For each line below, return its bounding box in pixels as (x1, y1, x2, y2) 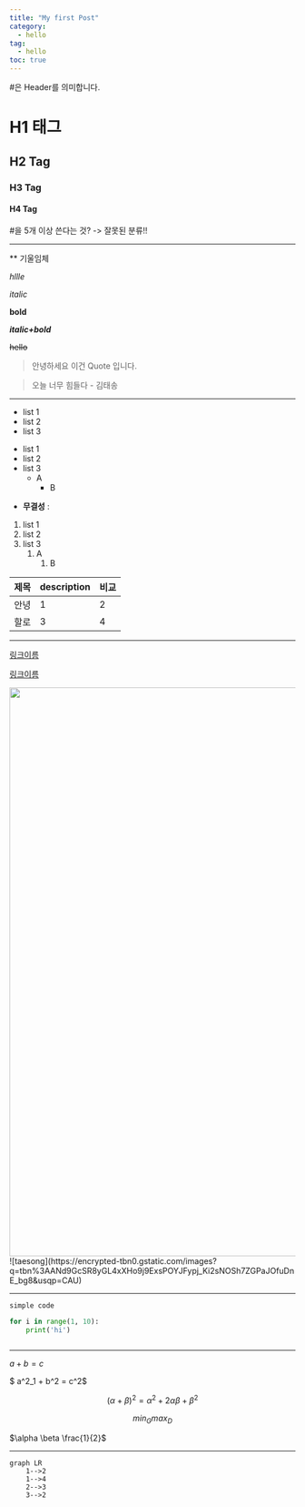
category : (9, 22, 47, 31)
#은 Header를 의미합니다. (9, 82, 101, 92)
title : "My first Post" (9, 13, 100, 23)
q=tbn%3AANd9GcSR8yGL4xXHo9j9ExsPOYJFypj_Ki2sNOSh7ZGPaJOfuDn (9, 1265, 295, 1276)
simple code (9, 1300, 54, 1310)
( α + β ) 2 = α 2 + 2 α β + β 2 (106, 1393, 199, 1406)
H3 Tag (9, 181, 43, 194)
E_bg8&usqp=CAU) (9, 1275, 83, 1286)
